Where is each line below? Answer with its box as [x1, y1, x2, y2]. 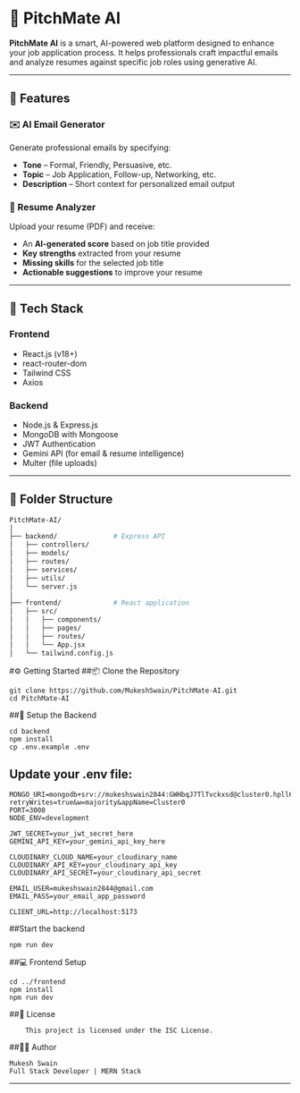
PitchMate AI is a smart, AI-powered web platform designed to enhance [9, 38, 275, 48]
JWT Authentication [21, 438, 96, 449]
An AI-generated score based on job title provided [21, 238, 210, 249]
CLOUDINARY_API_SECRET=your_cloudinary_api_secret [9, 868, 202, 877]
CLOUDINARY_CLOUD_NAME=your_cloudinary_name [9, 853, 178, 862]
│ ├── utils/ [9, 573, 66, 582]
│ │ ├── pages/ [9, 623, 82, 633]
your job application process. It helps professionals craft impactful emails [9, 47, 279, 57]
